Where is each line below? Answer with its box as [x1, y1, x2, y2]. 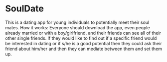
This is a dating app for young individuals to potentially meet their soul [5, 19, 150, 25]
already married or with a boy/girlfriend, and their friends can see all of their [5, 30, 161, 36]
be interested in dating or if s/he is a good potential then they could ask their [5, 40, 162, 46]
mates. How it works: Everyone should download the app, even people [5, 24, 151, 30]
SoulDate [5, 3, 44, 14]
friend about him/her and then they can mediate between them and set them [5, 46, 163, 52]
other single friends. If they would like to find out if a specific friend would [5, 35, 157, 41]
